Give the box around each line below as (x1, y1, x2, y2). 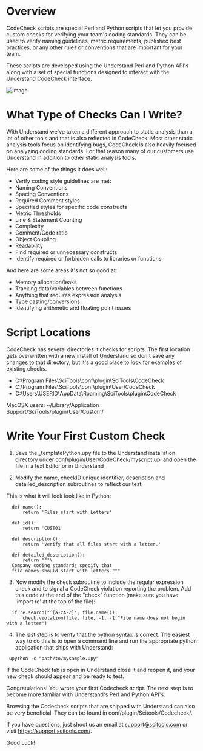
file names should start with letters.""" (12, 568, 121, 574)
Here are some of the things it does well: (6, 165, 108, 173)
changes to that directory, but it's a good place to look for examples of (6, 358, 182, 366)
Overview (6, 4, 56, 18)
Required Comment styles (15, 196, 80, 204)
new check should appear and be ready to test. (6, 673, 124, 680)
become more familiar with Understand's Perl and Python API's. (6, 691, 165, 698)
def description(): (12, 536, 61, 542)
